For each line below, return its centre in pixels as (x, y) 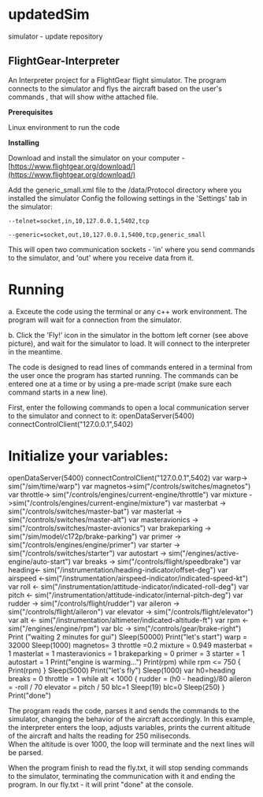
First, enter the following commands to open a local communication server (129, 407)
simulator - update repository (56, 36)
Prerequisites (31, 112)
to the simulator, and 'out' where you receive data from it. (101, 258)
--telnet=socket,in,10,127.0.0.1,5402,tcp (79, 221)
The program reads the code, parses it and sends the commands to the (124, 710)
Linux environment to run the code (64, 127)
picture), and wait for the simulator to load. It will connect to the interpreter (129, 343)
